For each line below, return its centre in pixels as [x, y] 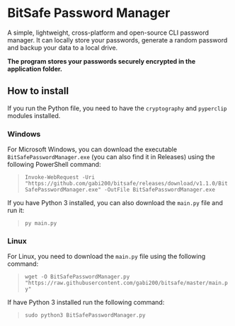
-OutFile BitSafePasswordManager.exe [160, 190]
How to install [38, 91]
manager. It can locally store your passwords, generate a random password [117, 40]
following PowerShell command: [54, 165]
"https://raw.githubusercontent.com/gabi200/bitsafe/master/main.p [126, 283]
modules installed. [34, 115]
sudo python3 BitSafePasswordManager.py [85, 315]
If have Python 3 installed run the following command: [86, 303]
